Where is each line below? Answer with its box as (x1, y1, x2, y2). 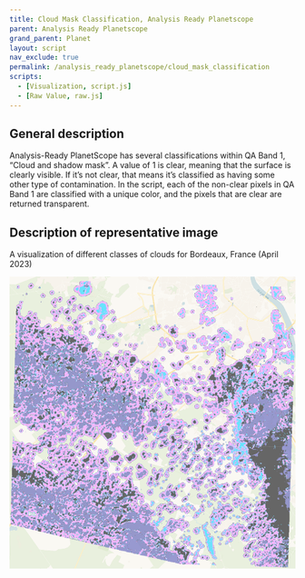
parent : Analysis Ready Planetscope (9, 24, 148, 34)
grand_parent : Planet (9, 34, 92, 43)
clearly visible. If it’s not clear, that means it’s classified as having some (9, 169, 275, 181)
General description (9, 126, 124, 142)
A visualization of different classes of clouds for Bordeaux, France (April (9, 249, 279, 260)
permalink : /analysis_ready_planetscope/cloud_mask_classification (9, 63, 271, 72)
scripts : (9, 73, 43, 82)
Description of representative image (9, 224, 219, 240)
